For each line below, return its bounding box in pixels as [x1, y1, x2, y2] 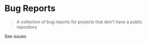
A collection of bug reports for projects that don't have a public [16, 19, 143, 25]
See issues [4, 33, 27, 39]
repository [16, 24, 37, 29]
